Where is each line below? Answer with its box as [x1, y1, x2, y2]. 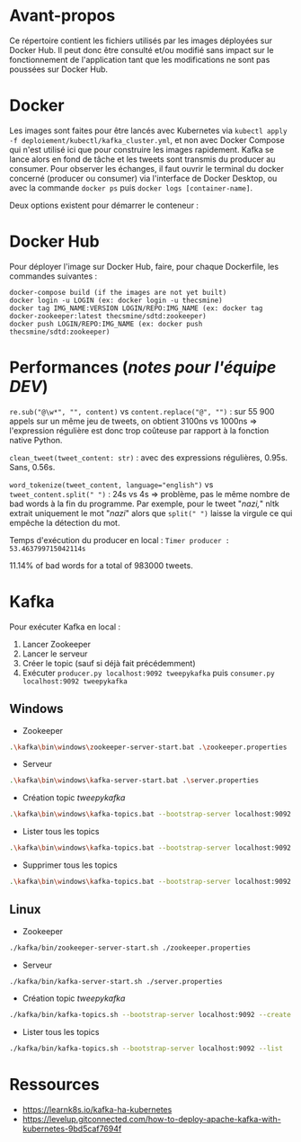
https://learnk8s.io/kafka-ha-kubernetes [22, 1104, 173, 1115]
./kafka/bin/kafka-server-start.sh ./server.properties [9, 977, 223, 986]
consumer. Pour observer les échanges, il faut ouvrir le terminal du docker [9, 163, 285, 174]
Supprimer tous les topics [22, 860, 119, 870]
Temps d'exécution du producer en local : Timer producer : [9, 534, 231, 545]
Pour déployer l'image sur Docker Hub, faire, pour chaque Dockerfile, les [9, 261, 279, 272]
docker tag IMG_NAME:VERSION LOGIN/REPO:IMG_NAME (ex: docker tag [9, 303, 263, 313]
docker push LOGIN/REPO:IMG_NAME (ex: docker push [9, 319, 203, 328]
